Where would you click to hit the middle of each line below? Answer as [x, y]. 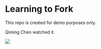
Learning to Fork [39, 9]
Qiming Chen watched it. [30, 32]
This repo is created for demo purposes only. [51, 23]
